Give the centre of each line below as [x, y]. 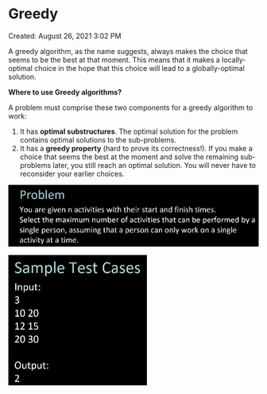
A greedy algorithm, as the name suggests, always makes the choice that [128, 51]
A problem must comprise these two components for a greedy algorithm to [131, 107]
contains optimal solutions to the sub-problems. [98, 139]
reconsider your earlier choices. [72, 174]
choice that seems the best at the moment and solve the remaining [129, 157]
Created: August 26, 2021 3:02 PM [65, 36]
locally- [234, 60]
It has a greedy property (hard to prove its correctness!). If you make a [136, 148]
